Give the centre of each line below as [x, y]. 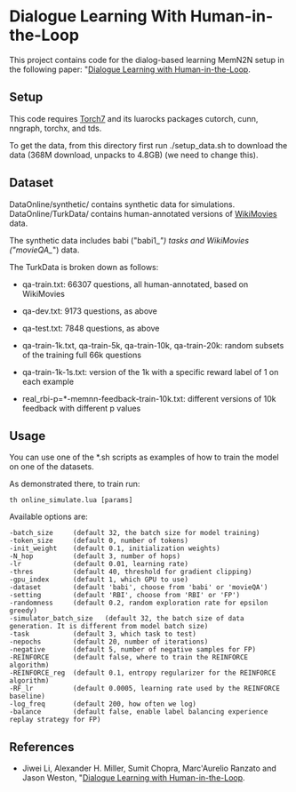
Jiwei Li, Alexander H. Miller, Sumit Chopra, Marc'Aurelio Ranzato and [149, 768]
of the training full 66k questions [82, 355]
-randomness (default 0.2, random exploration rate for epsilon [139, 603]
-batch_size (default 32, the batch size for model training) [135, 533]
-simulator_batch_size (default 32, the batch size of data [127, 619]
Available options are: [49, 516]
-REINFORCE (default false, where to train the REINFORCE [129, 658]
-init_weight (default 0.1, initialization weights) [115, 548]
